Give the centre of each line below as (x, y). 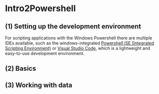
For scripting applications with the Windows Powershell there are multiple (79, 38)
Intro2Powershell (41, 8)
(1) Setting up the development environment (73, 26)
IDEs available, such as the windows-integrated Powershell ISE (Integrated (79, 43)
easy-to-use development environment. (45, 53)
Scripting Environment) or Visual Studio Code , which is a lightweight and (78, 48)
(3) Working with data (39, 85)
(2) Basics (21, 69)
